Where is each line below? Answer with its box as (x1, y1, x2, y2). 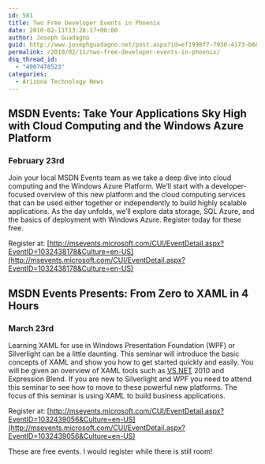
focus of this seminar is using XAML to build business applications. (8, 391, 226, 400)
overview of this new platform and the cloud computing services (36, 190, 246, 200)
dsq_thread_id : (8, 56, 58, 64)
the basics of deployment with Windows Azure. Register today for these (8, 215, 242, 225)
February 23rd (8, 155, 65, 166)
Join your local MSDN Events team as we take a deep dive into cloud (8, 173, 232, 182)
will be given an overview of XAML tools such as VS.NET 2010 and (8, 365, 225, 375)
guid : (8, 41, 26, 49)
